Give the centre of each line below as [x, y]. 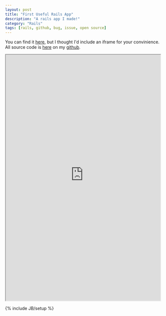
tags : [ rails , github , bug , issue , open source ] [56, 28]
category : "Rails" [24, 23]
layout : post [18, 10]
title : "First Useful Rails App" [39, 14]
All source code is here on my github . [43, 47]
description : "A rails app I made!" [42, 19]
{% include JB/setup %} [29, 309]
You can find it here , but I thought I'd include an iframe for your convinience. [82, 42]
